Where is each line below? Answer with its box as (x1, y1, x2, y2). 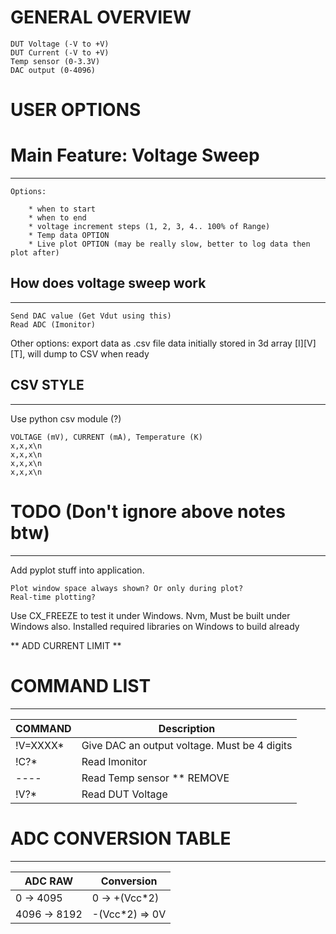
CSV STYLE (10, 377, 85, 394)
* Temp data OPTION (28, 231, 110, 241)
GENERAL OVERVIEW (10, 6, 192, 29)
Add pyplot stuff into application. (10, 564, 145, 576)
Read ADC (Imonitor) (10, 319, 97, 330)
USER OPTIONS (10, 99, 142, 121)
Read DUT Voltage (81, 787, 168, 801)
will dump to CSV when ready (27, 347, 150, 360)
